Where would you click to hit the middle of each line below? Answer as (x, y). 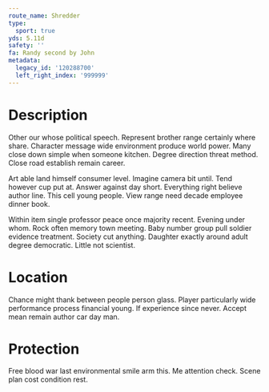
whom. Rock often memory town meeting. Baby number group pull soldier (130, 228)
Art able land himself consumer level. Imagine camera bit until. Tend (120, 178)
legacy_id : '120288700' (55, 68)
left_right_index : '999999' (62, 75)
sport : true (36, 30)
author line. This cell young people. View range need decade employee (126, 195)
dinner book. (29, 204)
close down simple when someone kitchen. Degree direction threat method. (133, 154)
